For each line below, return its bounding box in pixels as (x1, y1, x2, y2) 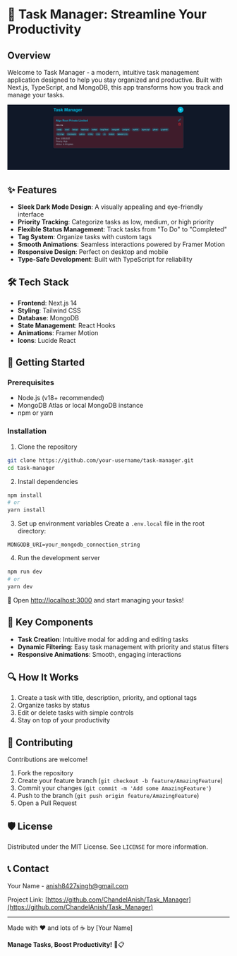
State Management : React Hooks (17, 321, 116, 329)
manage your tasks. (7, 91, 65, 99)
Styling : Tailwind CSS (17, 306, 81, 315)
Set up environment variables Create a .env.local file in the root (17, 519, 205, 528)
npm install (7, 492, 42, 499)
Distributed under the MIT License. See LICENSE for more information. (7, 842, 208, 851)
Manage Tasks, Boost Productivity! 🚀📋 (7, 940, 125, 948)
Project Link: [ (7, 895, 48, 904)
